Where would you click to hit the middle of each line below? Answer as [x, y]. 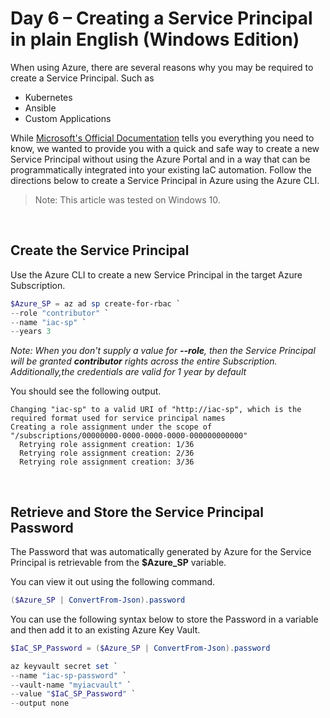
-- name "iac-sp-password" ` [69, 675]
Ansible [40, 108]
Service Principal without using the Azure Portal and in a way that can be [160, 159]
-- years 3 [31, 332]
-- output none [40, 703]
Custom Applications [68, 118]
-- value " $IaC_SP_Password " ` [73, 694]
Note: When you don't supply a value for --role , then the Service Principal [163, 351]
